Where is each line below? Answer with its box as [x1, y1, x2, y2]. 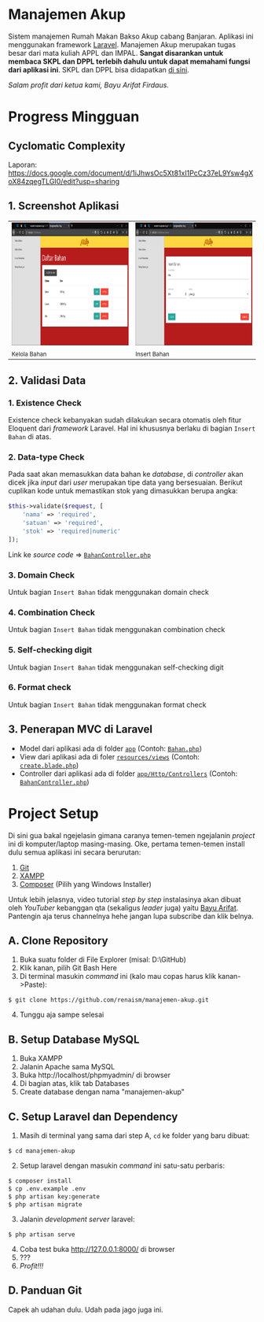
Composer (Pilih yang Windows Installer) [19, 879, 152, 888]
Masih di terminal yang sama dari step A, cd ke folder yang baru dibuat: [19, 1131, 250, 1140]
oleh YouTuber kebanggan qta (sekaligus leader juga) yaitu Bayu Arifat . [8, 903, 239, 912]
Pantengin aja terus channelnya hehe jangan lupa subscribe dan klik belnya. [8, 911, 254, 921]
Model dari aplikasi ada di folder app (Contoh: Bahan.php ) [19, 744, 203, 753]
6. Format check [8, 682, 71, 693]
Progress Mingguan [8, 108, 140, 126]
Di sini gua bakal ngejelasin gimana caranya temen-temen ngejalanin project [8, 830, 255, 840]
